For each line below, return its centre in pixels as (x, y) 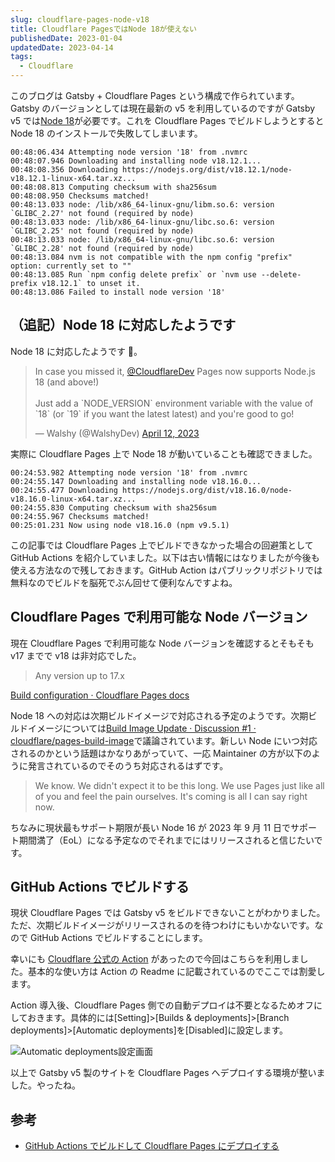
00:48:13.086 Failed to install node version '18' (118, 292)
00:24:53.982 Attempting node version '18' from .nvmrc (129, 472)
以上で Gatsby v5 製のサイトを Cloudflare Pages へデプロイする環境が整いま (168, 1073)
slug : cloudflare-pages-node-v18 (80, 19)
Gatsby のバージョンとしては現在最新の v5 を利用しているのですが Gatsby (163, 108)
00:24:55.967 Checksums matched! (80, 516)
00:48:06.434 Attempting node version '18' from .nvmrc (129, 152)
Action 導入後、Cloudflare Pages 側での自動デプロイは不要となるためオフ (162, 1005)
